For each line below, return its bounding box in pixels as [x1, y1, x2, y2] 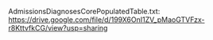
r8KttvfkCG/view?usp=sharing [8, 24, 108, 32]
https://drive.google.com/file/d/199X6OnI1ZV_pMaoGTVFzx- [8, 15, 205, 24]
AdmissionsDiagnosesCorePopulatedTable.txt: [8, 7, 161, 16]
